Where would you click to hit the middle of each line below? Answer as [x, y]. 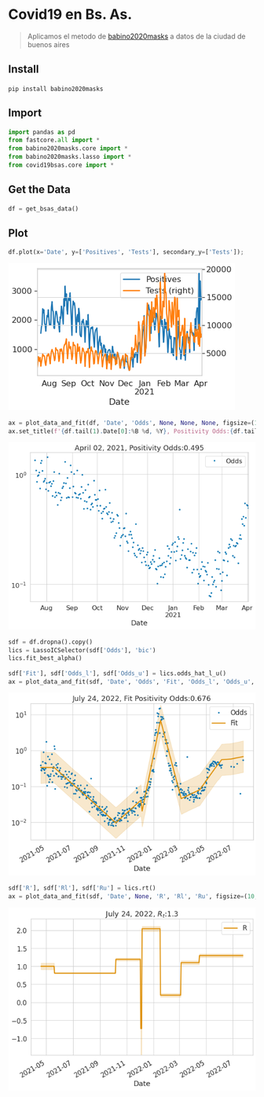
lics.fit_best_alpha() [45, 659]
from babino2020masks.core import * [68, 149]
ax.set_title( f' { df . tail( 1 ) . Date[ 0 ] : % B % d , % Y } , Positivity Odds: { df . [126, 431]
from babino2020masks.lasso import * [70, 157]
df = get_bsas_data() [44, 209]
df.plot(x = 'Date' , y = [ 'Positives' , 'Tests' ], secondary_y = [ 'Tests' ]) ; [126, 252]
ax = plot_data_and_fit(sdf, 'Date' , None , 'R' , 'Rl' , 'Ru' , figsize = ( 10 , [133, 897]
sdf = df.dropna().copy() [50, 642]
